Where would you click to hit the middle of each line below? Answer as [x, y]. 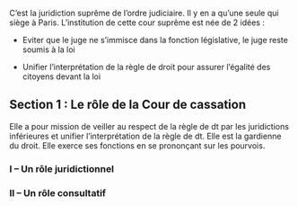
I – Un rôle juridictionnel [62, 168]
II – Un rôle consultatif [57, 193]
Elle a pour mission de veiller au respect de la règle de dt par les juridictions [149, 126]
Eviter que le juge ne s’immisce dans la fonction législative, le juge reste [155, 40]
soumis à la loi [49, 49]
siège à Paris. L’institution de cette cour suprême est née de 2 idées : [137, 22]
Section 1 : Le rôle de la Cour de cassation [128, 105]
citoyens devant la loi [61, 76]
